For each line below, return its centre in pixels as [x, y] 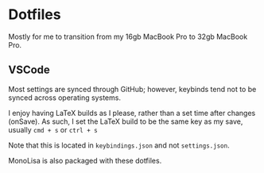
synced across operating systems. [65, 98]
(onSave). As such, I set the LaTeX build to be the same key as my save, [126, 121]
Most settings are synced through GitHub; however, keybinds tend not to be [132, 89]
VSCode [29, 70]
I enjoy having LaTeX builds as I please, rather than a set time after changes [132, 113]
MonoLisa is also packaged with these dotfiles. [85, 160]
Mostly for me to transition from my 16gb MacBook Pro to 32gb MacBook [128, 37]
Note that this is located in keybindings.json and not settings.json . [119, 145]
